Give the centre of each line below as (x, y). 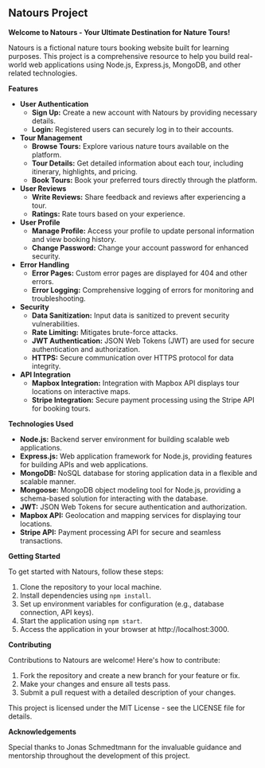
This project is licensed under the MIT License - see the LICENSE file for (127, 708)
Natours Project (48, 13)
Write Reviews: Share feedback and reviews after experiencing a (139, 197)
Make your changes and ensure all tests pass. (95, 684)
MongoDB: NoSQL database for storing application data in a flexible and (138, 473)
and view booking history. (74, 239)
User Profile (40, 222)
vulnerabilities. (55, 324)
